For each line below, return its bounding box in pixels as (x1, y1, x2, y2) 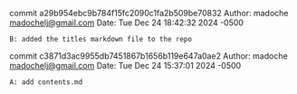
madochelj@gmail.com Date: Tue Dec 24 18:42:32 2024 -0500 (9, 17, 244, 28)
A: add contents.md (9, 78, 83, 87)
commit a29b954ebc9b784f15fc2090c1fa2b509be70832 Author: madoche (9, 8, 289, 18)
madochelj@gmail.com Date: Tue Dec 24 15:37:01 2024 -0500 (9, 61, 242, 70)
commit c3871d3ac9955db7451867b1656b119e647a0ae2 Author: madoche (9, 51, 288, 61)
